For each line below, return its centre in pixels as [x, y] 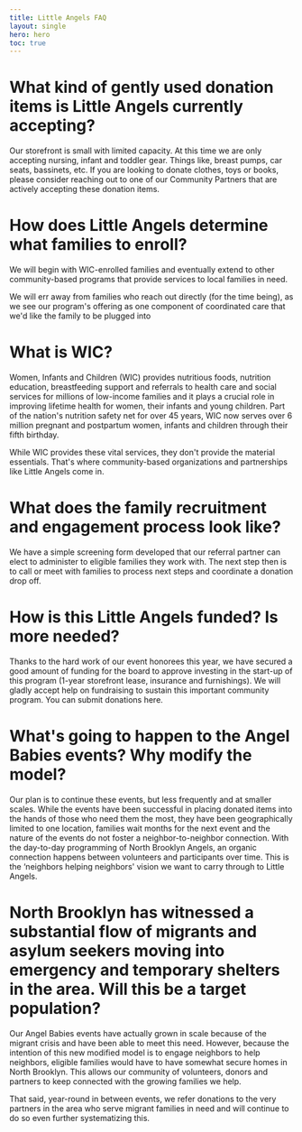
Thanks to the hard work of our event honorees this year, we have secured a [151, 661]
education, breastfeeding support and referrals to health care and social [143, 387]
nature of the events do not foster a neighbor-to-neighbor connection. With [149, 837]
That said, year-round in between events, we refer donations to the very [143, 1099]
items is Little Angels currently [126, 107]
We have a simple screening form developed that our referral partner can [145, 552]
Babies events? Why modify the [131, 755]
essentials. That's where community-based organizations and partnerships [149, 462]
